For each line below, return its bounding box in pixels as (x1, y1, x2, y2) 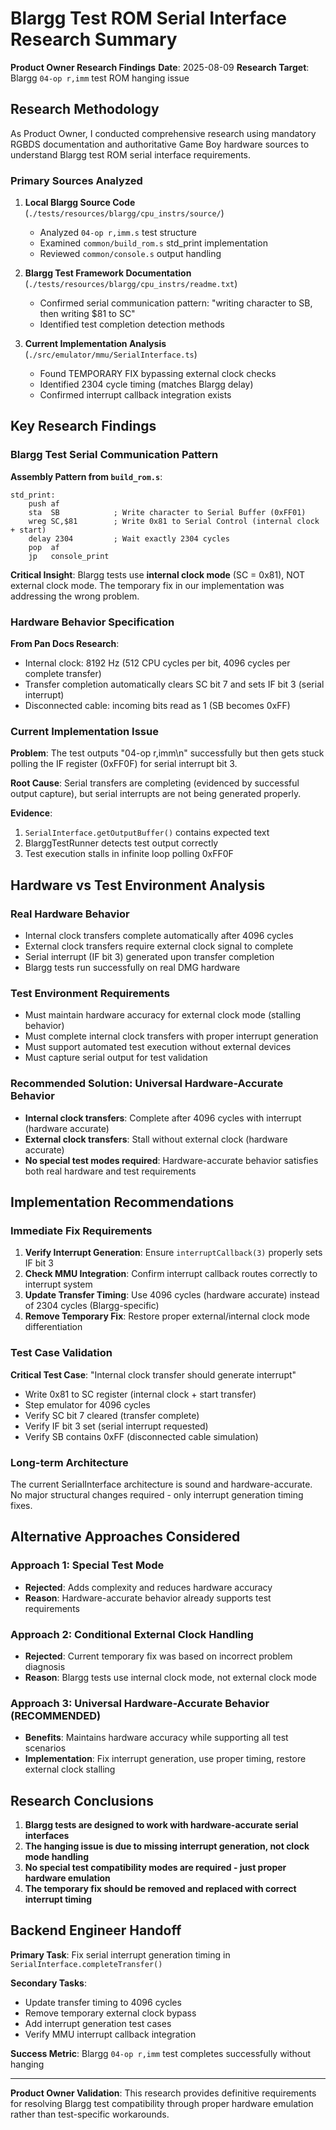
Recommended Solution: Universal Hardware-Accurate (10, 1077, 284, 1091)
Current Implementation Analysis (24, 338, 167, 350)
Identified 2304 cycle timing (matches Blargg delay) (39, 378, 254, 391)
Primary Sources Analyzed (10, 173, 143, 187)
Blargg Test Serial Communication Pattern (10, 448, 219, 462)
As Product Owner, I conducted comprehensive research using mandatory (10, 127, 317, 139)
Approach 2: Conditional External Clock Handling (10, 1627, 254, 1641)
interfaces (24, 1829, 70, 1841)
